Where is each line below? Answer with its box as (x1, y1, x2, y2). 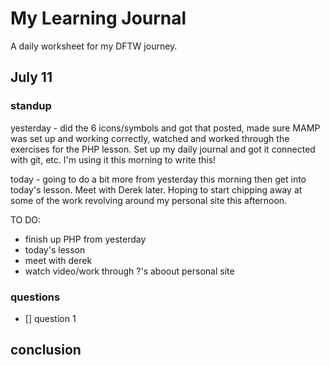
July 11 (10, 69, 53, 86)
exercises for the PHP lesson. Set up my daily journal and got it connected (10, 143, 316, 155)
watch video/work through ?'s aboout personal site (24, 265, 235, 277)
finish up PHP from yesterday (24, 233, 147, 245)
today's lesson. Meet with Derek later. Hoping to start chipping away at (10, 183, 303, 196)
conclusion (10, 342, 82, 359)
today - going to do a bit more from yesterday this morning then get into (10, 173, 307, 185)
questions (10, 290, 61, 304)
